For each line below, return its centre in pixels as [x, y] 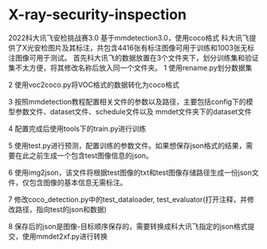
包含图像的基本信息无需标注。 [78, 182]
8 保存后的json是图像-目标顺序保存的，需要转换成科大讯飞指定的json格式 [128, 226]
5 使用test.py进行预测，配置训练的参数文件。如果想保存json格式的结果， [127, 145]
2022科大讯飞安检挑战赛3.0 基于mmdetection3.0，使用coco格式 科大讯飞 [129, 38]
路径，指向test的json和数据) [61, 209]
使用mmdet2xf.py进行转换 [65, 236]
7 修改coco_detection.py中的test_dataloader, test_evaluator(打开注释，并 [128, 199]
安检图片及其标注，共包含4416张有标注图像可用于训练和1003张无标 [144, 47]
